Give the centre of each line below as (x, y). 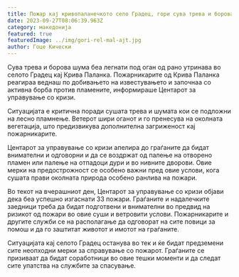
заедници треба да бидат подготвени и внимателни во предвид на (109, 206)
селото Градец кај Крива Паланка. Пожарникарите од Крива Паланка (113, 75)
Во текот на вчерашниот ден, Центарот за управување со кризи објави (116, 191)
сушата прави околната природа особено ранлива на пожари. (102, 178)
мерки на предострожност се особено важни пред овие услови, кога (113, 170)
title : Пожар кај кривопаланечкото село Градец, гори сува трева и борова (121, 14)
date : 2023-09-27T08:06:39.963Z (55, 21)
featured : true (30, 34)
